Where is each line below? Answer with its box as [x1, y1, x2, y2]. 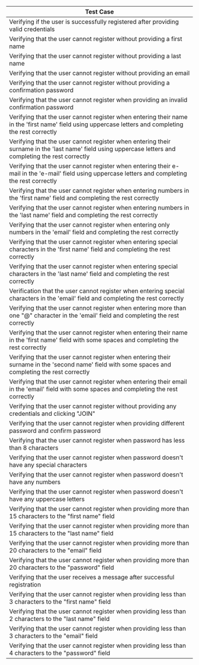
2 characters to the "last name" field [9, 615, 110, 623]
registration [9, 581, 41, 588]
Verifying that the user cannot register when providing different [9, 419, 185, 427]
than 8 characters [9, 444, 59, 451]
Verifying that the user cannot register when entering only [9, 221, 170, 228]
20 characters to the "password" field [9, 563, 114, 572]
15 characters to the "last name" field [9, 529, 114, 537]
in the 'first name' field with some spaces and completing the [9, 336, 179, 344]
